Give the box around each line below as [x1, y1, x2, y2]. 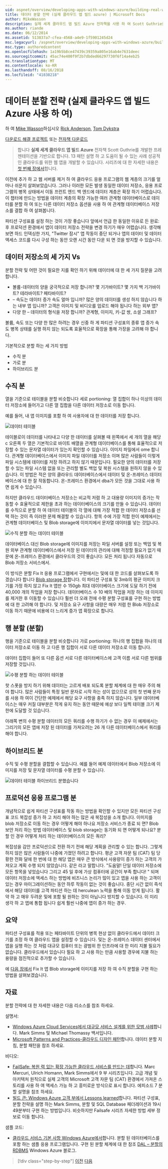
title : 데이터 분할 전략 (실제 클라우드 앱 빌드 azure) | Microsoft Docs [5, 12, 145, 17]
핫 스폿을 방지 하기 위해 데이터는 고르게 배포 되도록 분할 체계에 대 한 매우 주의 [5, 682, 156, 688]
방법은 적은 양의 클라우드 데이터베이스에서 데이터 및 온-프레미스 [24, 471, 149, 477]
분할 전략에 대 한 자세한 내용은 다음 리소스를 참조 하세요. [5, 1002, 114, 1008]
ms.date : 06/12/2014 [5, 30, 48, 35]
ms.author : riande [5, 26, 43, 31]
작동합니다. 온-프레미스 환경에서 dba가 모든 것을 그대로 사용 [38, 478, 155, 484]
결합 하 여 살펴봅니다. [14, 207, 56, 213]
